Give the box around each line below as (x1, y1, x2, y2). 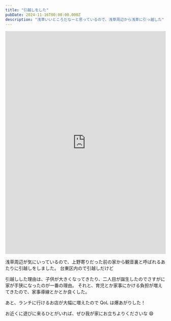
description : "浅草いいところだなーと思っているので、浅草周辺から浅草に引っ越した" (5, 17, 164, 22)
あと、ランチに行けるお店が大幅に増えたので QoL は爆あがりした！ (5, 300, 146, 306)
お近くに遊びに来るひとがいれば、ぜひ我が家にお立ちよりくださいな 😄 (5, 310, 154, 316)
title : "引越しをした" (5, 7, 49, 13)
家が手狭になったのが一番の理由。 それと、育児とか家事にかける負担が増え (5, 282, 163, 288)
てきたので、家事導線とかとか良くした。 (5, 289, 90, 295)
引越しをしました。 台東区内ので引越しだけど (18, 265, 113, 272)
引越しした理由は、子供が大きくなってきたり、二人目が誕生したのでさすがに (5, 276, 165, 282)
